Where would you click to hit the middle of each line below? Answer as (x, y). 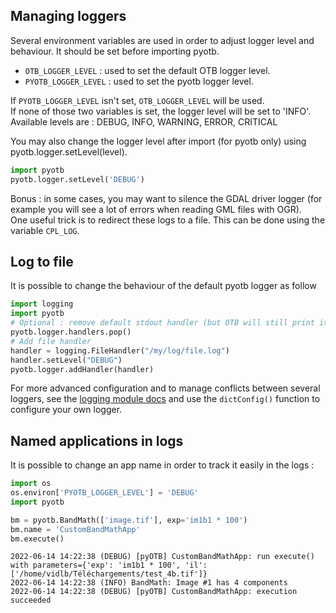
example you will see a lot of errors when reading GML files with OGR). (156, 209)
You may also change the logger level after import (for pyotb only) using (158, 141)
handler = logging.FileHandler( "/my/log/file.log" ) (120, 350)
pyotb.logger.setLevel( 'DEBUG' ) (77, 179)
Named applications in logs (97, 440)
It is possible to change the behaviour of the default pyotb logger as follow (163, 286)
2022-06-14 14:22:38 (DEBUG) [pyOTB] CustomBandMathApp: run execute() (162, 557)
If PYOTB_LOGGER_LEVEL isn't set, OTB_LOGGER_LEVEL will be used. (137, 100)
